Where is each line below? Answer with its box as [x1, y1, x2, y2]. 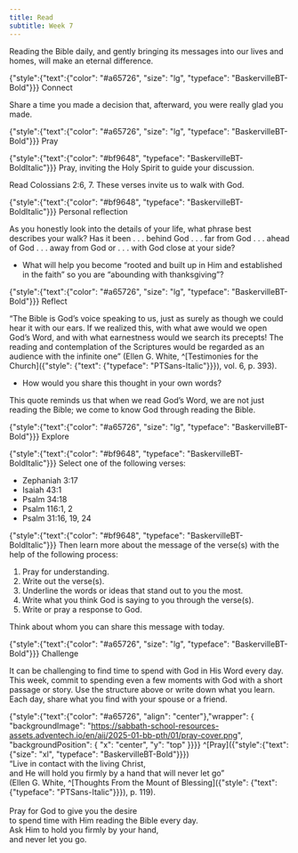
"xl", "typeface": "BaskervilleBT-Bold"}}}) [38, 749, 189, 760]
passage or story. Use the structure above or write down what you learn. [9, 684, 276, 695]
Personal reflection [58, 206, 129, 216]
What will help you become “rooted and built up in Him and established [21, 259, 283, 270]
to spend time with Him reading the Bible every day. [9, 815, 198, 825]
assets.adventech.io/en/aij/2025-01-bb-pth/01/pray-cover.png [9, 729, 238, 740]
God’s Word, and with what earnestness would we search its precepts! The [9, 331, 284, 343]
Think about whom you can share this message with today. [9, 621, 225, 632]
